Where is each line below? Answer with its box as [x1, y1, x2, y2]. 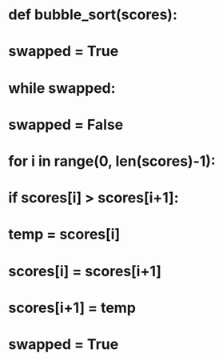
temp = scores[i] [8, 226, 121, 243]
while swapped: [8, 78, 116, 97]
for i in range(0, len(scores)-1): [8, 152, 216, 170]
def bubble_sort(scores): [8, 6, 178, 24]
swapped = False [8, 115, 124, 134]
